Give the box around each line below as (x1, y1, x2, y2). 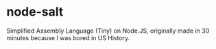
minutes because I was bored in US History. (6, 33, 130, 42)
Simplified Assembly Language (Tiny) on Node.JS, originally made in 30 (6, 27, 210, 35)
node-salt (6, 4, 64, 20)
